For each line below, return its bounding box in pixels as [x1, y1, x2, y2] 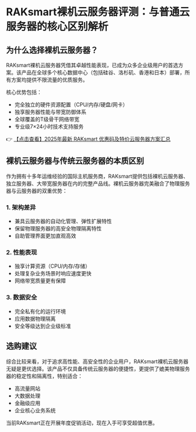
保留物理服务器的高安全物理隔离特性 [14, 225, 102, 232]
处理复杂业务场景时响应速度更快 [14, 270, 92, 277]
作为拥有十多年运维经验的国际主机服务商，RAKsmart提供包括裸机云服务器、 [6, 172, 188, 179]
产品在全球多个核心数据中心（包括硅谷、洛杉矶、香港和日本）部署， [21, 69, 185, 76]
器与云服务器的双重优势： [6, 187, 68, 194]
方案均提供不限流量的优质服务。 [10, 77, 88, 83]
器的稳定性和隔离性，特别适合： [6, 372, 83, 379]
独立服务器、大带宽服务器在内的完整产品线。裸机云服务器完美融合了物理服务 [6, 179, 190, 187]
